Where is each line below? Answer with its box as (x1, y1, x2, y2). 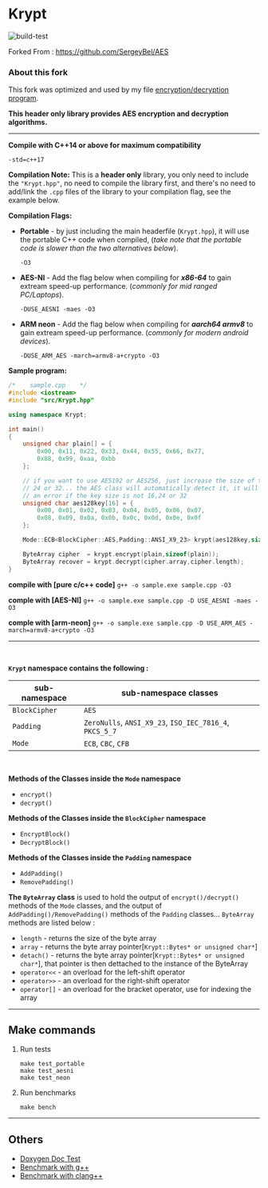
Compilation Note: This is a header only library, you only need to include (8, 170, 249, 180)
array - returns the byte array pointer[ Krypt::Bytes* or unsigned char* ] (19, 942, 258, 951)
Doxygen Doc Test (19, 1154, 81, 1164)
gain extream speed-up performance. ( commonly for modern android (19, 328, 249, 338)
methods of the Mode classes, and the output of (8, 901, 162, 910)
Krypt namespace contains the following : (8, 663, 149, 673)
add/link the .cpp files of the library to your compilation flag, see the (8, 187, 231, 197)
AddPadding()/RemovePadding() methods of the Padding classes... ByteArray (8, 909, 254, 918)
